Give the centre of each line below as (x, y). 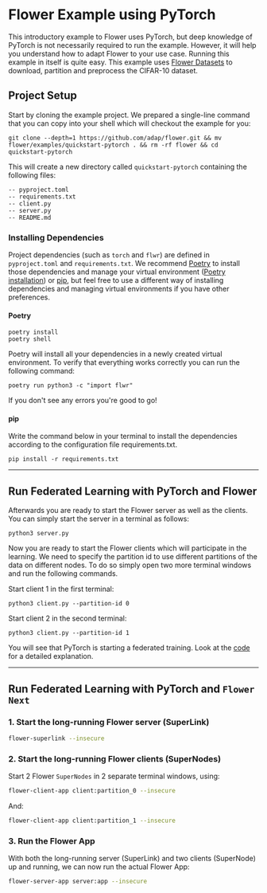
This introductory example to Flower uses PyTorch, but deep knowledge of (130, 37)
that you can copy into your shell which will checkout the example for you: (130, 123)
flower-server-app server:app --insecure (78, 882)
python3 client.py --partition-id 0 (69, 604)
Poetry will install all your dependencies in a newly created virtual (115, 354)
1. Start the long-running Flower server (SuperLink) (109, 722)
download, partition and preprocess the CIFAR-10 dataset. (103, 70)
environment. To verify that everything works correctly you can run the (124, 362)
